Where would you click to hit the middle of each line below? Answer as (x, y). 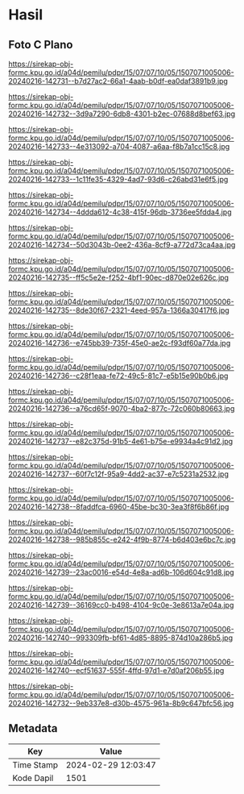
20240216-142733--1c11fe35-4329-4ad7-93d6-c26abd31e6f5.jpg (118, 179)
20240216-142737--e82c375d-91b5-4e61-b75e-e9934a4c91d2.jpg (121, 441)
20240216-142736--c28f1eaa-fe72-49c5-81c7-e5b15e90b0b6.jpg (118, 376)
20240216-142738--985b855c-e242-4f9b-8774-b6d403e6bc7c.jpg (122, 539)
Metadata (33, 728)
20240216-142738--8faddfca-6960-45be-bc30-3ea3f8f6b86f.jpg (119, 507)
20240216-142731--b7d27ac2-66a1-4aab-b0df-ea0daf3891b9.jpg (118, 81)
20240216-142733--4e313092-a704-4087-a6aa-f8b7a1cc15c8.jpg (119, 146)
